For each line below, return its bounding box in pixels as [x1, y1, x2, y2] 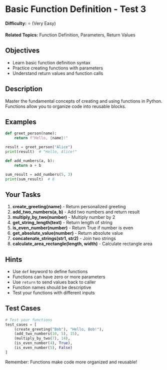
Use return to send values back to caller [12, 279, 96, 285]
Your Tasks [5, 190, 41, 199]
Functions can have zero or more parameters [12, 274, 105, 280]
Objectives [5, 46, 40, 55]
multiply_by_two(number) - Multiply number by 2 [12, 214, 115, 220]
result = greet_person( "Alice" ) [5, 145, 72, 150]
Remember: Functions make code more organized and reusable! [5, 359, 137, 365]
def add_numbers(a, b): [5, 158, 55, 163]
